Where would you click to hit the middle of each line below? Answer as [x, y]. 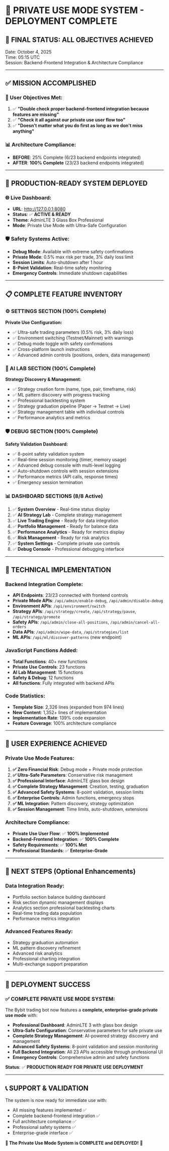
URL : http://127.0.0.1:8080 [39, 209]
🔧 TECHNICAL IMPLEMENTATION [58, 570]
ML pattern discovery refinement [47, 948]
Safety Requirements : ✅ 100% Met [50, 845]
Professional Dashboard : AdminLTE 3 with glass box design [75, 1025]
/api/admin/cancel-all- [135, 623]
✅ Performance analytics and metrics [51, 417]
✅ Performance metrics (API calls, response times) [65, 477]
